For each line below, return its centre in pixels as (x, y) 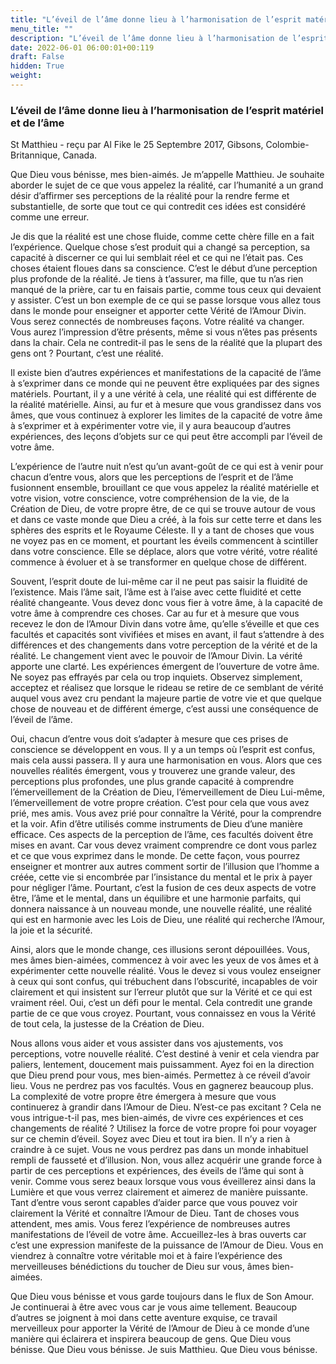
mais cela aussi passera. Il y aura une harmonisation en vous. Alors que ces (166, 760)
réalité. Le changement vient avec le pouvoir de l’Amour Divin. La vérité (156, 656)
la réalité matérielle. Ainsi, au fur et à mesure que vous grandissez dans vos (166, 405)
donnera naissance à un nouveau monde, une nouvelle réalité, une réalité (161, 909)
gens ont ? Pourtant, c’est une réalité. (87, 353)
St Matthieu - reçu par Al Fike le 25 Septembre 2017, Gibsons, (137, 145)
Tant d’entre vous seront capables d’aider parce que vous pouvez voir (154, 1203)
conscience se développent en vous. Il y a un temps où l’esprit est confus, (163, 750)
